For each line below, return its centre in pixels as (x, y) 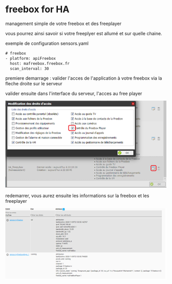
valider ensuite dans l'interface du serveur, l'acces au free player (74, 93)
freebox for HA (37, 9)
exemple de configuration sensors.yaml (47, 43)
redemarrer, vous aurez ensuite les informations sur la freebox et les (77, 196)
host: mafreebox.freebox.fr (40, 63)
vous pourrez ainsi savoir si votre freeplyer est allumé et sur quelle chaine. (84, 33)
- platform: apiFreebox (31, 58)
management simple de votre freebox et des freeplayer (63, 23)
